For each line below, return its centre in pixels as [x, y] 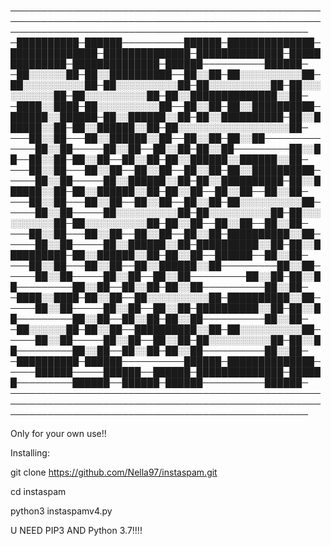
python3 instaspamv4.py [61, 511]
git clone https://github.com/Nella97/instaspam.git [114, 472]
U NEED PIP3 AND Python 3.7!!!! [76, 530]
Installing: [30, 453]
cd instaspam [38, 491]
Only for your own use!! [58, 433]
